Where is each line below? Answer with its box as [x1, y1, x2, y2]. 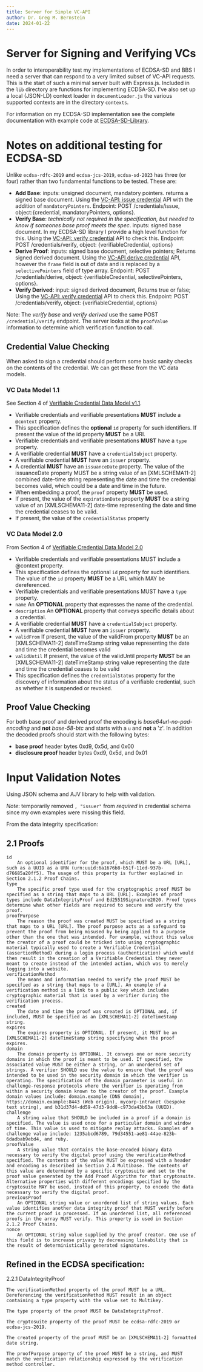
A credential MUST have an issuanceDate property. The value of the [15, 463, 185, 470]
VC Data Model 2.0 [6, 530, 63, 538]
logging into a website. [6, 966, 69, 972]
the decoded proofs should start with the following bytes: [6, 731, 150, 738]
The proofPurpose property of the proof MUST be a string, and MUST [6, 1351, 183, 1357]
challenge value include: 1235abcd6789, [6, 1131, 110, 1137]
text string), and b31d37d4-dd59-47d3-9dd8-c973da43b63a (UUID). [6, 1104, 175, 1111]
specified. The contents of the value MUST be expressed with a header [6, 1158, 191, 1164]
